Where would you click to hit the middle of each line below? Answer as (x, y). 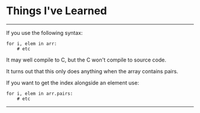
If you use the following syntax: (45, 33)
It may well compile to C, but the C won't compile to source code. (86, 60)
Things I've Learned (57, 11)
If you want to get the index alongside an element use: (73, 83)
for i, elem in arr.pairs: (40, 93)
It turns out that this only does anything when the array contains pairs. (92, 71)
